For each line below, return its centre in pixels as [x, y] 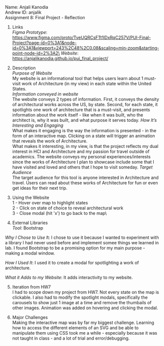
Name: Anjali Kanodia [27, 7]
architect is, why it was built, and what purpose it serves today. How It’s [84, 120]
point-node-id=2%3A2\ [36, 53]
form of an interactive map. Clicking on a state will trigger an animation [83, 136]
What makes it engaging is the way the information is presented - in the [84, 130]
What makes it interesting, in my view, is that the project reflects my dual [85, 146]
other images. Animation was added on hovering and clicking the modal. [85, 308]
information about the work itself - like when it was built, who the [78, 115]
